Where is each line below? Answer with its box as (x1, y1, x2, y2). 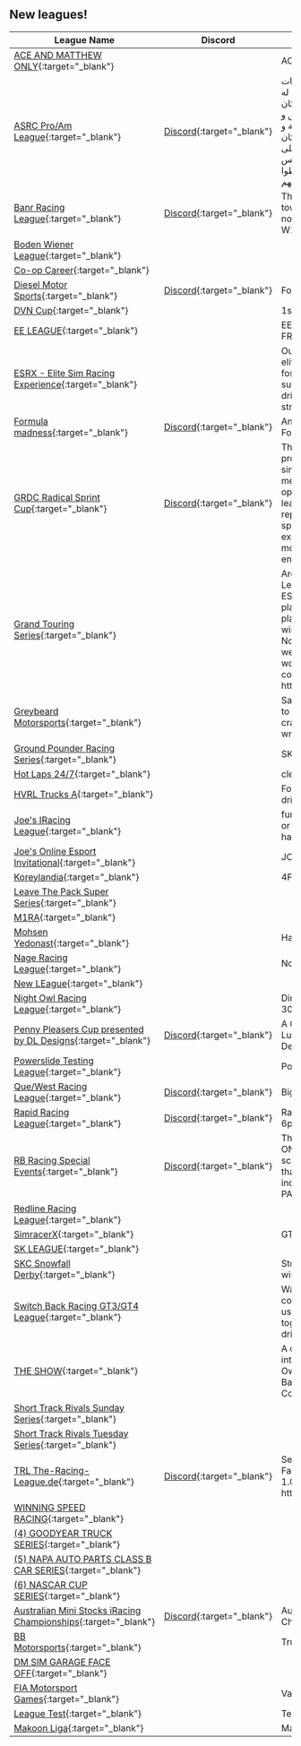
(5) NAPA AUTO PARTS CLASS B (13, 1552, 152, 1565)
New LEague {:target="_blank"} (13, 976, 143, 989)
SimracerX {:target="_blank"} (13, 1227, 134, 1240)
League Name (54, 33, 115, 46)
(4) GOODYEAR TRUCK (13, 1527, 113, 1539)
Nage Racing (13, 951, 68, 964)
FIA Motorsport (13, 1681, 78, 1694)
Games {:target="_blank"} (13, 1692, 119, 1705)
